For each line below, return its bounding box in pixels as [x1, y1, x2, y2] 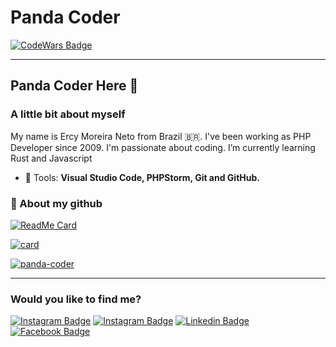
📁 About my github [10, 196, 103, 210]
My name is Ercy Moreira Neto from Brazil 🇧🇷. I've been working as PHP [10, 130, 312, 142]
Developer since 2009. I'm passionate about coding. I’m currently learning [10, 141, 316, 153]
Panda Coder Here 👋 [10, 77, 139, 95]
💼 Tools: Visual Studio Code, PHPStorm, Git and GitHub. [24, 171, 260, 183]
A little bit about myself [10, 107, 126, 121]
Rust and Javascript [10, 152, 93, 164]
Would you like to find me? [10, 292, 142, 306]
